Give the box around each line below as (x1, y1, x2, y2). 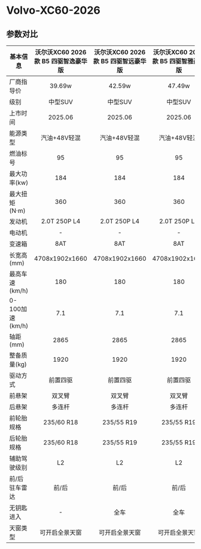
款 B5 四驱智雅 (152, 57, 194, 65)
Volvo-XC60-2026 (6, 4, 100, 17)
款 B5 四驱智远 (93, 57, 135, 65)
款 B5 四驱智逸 (33, 57, 76, 65)
